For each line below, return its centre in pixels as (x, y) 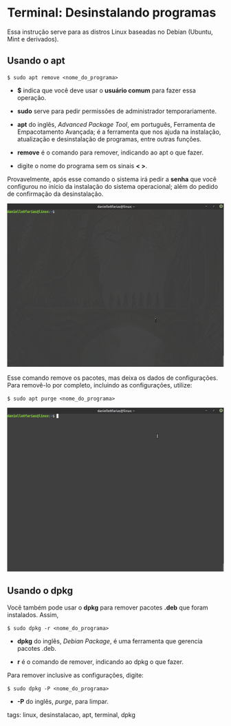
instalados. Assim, (33, 614)
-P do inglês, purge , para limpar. (63, 701)
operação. (32, 97)
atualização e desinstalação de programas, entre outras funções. (109, 139)
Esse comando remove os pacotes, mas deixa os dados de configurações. (113, 378)
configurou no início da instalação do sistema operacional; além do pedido (113, 186)
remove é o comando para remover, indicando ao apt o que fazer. (110, 152)
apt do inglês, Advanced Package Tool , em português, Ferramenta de (116, 124)
